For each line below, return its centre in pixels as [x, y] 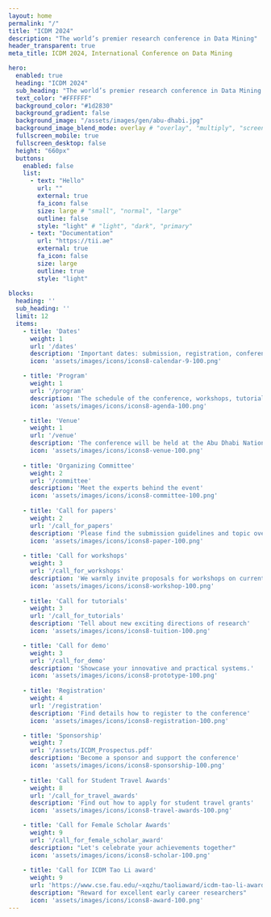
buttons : [30, 158]
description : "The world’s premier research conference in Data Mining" [133, 38]
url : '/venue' [54, 436]
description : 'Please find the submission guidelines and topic [140, 533]
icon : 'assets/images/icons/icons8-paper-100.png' [117, 541]
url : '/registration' [66, 706]
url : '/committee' [60, 481]
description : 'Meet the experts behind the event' [117, 488]
